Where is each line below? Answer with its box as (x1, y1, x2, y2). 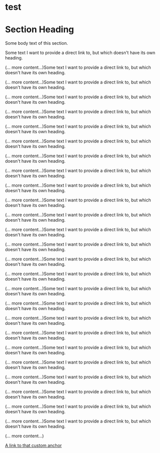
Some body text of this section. (5, 40, 69, 46)
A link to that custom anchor (5, 443, 62, 449)
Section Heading (5, 24, 74, 35)
